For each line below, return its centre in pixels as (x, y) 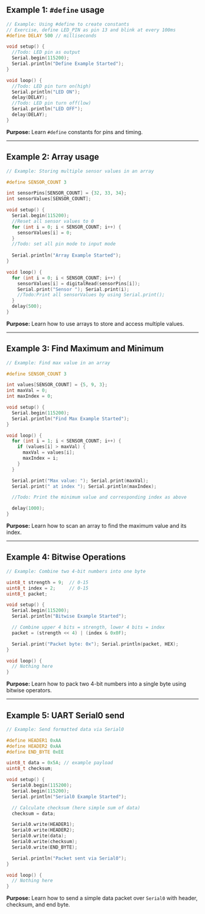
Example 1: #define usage (56, 10)
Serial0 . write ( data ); (39, 836)
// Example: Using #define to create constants (68, 24)
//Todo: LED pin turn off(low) (52, 103)
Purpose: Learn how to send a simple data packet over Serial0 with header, (102, 898)
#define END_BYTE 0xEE (35, 752)
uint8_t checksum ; (30, 769)
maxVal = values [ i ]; (49, 452)
